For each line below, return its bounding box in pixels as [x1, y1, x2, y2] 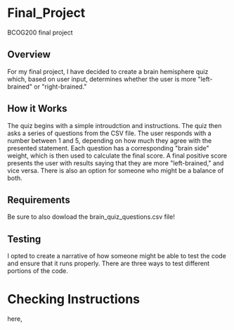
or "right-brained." [34, 82, 87, 91]
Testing [7, 233, 41, 245]
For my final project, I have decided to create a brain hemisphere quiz [7, 67, 209, 75]
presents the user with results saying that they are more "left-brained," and [7, 158, 224, 167]
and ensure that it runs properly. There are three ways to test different [7, 259, 210, 268]
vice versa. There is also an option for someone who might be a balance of [7, 166, 224, 174]
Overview [7, 49, 51, 61]
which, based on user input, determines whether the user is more [7, 75, 197, 83]
